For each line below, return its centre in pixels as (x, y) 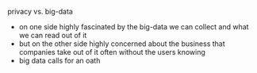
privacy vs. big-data (40, 12)
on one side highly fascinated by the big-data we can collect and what (134, 27)
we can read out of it (53, 35)
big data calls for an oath (59, 60)
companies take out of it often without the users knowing (112, 52)
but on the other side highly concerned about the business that (122, 44)
